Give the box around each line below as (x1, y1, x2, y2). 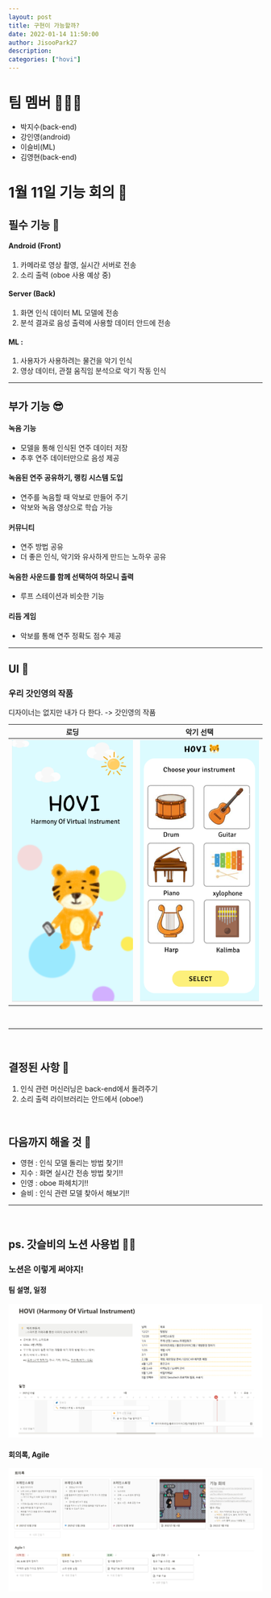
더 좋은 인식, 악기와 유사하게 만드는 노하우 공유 (19, 552, 167, 562)
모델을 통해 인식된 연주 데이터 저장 (19, 443, 128, 452)
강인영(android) (19, 131, 71, 141)
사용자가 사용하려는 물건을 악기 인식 (19, 356, 133, 366)
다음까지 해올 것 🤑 (8, 1135, 91, 1149)
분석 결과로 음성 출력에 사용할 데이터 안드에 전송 (19, 318, 171, 327)
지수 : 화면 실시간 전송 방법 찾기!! (19, 1168, 123, 1178)
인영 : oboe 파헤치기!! (19, 1178, 89, 1188)
